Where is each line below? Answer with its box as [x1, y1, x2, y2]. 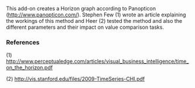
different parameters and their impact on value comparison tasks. [6, 23, 164, 31]
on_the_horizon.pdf [6, 64, 53, 71]
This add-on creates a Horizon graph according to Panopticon [6, 5, 156, 12]
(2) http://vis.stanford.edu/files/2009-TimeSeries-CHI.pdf [6, 76, 145, 83]
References [6, 38, 40, 46]
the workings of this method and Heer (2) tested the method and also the [6, 18, 183, 24]
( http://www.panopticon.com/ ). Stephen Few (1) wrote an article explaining [6, 11, 186, 18]
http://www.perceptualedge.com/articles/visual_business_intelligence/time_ [6, 58, 189, 65]
